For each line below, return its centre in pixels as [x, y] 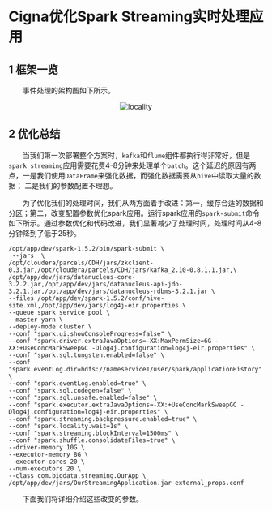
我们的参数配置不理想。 [78, 185]
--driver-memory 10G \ [47, 447]
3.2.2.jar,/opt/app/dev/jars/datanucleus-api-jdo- [96, 284]
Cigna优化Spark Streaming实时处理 [129, 17]
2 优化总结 [34, 134]
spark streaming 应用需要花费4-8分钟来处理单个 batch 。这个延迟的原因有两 [132, 165]
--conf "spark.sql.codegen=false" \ [70, 390]
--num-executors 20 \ [45, 468]
